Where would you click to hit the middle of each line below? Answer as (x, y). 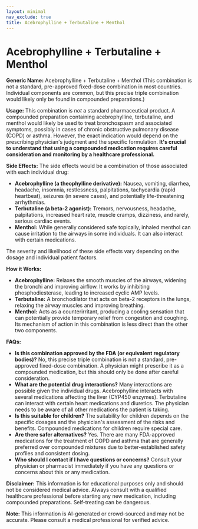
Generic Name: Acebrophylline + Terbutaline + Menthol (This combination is (99, 81)
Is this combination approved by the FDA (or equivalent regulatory (97, 353)
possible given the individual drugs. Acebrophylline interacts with (94, 391)
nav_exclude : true (29, 17)
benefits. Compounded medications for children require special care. (98, 428)
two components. (36, 330)
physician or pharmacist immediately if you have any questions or (94, 466)
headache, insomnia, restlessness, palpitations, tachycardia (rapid (95, 190)
